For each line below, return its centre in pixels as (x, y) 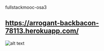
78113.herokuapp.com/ (42, 31)
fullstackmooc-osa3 (26, 7)
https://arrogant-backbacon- (52, 23)
